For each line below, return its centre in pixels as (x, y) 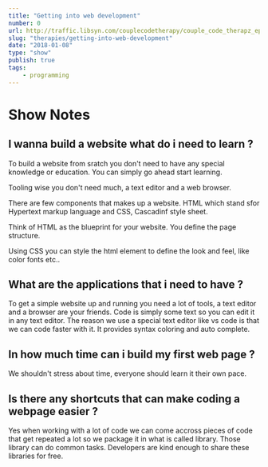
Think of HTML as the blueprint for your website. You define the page (122, 227)
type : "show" (30, 53)
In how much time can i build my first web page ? (132, 354)
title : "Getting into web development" (75, 16)
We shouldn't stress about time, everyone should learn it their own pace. (128, 373)
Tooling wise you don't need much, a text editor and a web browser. (120, 187)
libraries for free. (36, 456)
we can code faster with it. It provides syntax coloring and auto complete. (129, 329)
